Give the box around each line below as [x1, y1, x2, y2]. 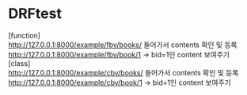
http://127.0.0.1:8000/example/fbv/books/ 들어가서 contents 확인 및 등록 [8, 40, 237, 49]
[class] [8, 58, 31, 68]
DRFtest [8, 5, 62, 23]
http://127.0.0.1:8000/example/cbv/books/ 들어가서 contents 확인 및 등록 [8, 68, 239, 77]
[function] [8, 31, 41, 40]
